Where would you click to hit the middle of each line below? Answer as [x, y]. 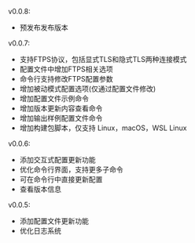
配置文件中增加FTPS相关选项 [66, 69]
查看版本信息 [40, 189]
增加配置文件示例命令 [54, 98]
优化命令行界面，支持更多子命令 [71, 169]
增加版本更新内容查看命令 [61, 108]
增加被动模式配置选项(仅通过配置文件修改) [88, 89]
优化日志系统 [40, 231]
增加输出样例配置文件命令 [61, 118]
